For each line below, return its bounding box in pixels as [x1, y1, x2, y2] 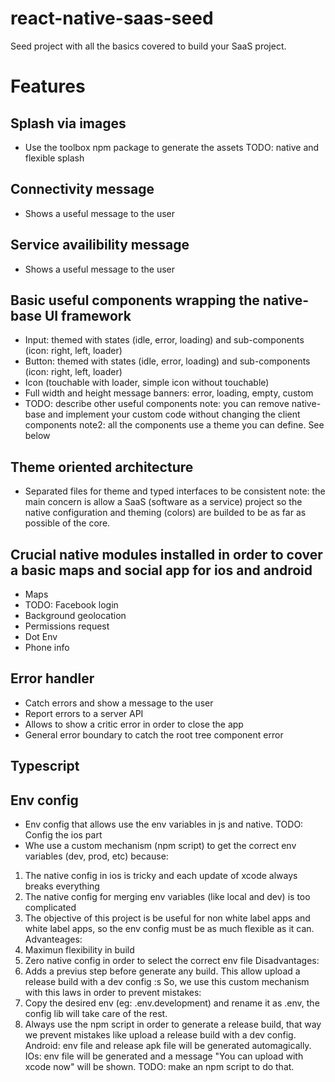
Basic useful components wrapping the [10, 292, 260, 309]
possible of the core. [24, 517, 111, 529]
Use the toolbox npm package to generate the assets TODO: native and [24, 141, 320, 153]
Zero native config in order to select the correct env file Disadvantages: [24, 955, 320, 967]
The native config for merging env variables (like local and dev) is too [24, 891, 311, 903]
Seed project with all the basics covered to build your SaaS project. [10, 40, 287, 52]
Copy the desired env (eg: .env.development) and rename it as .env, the [24, 997, 320, 1009]
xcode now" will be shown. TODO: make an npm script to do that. [24, 1061, 295, 1073]
